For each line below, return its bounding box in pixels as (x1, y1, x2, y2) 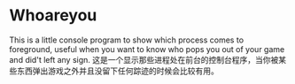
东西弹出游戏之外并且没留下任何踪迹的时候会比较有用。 (16, 65, 219, 76)
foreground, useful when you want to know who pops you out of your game (9, 43, 285, 54)
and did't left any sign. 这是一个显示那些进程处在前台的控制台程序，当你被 (9, 54, 279, 65)
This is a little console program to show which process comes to (9, 34, 245, 45)
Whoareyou (9, 5, 97, 26)
